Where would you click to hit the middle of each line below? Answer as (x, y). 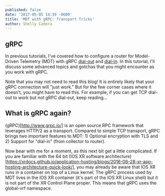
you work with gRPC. (27, 72)
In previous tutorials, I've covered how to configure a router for (70, 56)
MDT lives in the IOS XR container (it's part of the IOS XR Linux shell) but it (82, 177)
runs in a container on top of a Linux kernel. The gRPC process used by (79, 172)
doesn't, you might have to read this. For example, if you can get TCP (76, 92)
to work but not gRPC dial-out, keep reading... (60, 97)
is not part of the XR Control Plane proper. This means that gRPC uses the (81, 182)
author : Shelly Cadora (29, 24)
